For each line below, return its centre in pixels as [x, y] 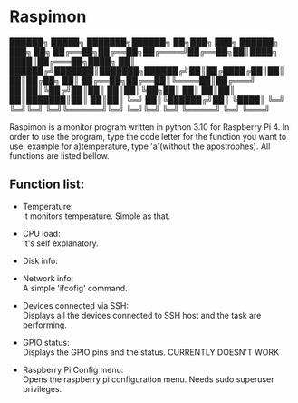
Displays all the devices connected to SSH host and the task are [142, 315]
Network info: [48, 278]
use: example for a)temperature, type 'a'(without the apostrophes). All [140, 146]
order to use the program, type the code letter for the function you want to [148, 136]
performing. [45, 325]
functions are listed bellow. [60, 155]
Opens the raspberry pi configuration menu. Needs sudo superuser [148, 379]
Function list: [47, 185]
